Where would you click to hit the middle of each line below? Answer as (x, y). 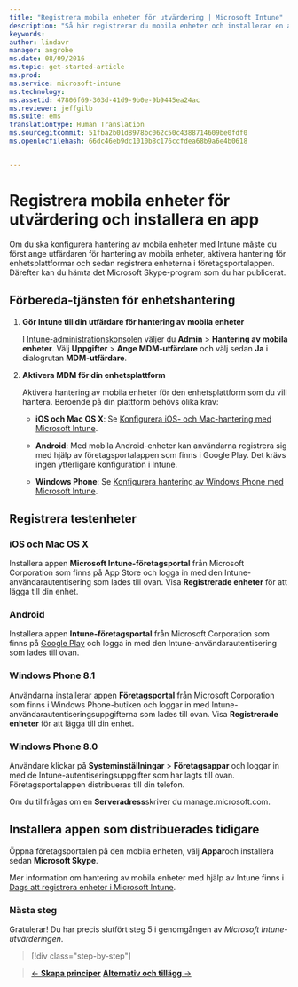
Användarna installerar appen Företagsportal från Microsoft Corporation (142, 695)
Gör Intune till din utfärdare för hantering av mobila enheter (133, 321)
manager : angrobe (41, 51)
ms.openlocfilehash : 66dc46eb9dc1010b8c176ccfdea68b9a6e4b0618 (129, 141)
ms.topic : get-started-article (67, 67)
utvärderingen (35, 939)
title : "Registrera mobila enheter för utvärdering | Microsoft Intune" (146, 17)
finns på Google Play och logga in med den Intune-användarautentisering (143, 644)
